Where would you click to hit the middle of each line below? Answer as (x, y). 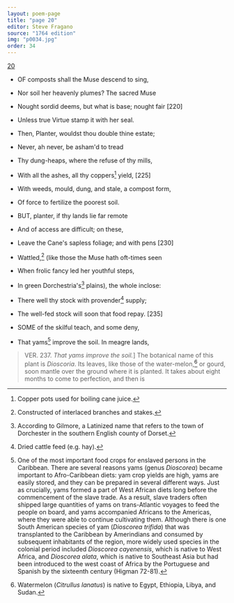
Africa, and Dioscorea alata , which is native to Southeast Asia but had (118, 556)
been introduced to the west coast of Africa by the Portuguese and (114, 564)
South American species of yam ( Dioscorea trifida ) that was (103, 526)
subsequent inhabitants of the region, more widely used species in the (118, 542)
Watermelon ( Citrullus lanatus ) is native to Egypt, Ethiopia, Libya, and (116, 585)
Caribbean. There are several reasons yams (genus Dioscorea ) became (120, 467)
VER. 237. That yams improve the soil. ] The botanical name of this (119, 356)
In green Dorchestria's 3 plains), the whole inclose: (89, 285)
